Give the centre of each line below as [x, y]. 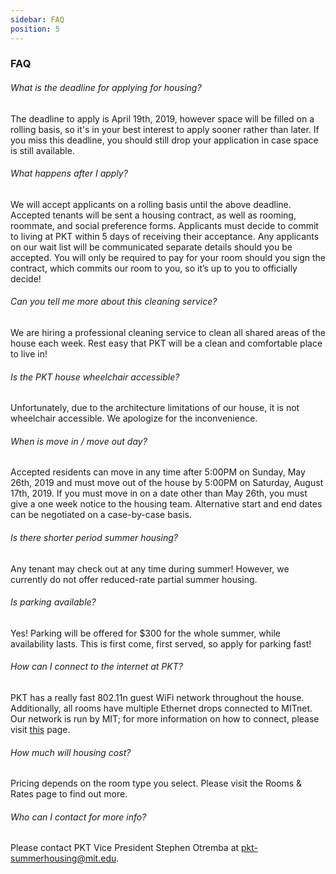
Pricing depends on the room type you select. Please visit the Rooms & [156, 783]
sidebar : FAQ [37, 19]
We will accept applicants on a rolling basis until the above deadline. [151, 204]
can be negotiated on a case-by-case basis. [101, 515]
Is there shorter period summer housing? [94, 538]
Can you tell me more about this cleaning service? [114, 302]
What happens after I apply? [69, 173]
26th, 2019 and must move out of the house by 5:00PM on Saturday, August [167, 483]
